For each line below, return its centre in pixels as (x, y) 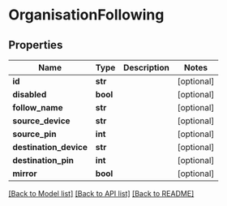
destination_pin (43, 160)
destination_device (50, 147)
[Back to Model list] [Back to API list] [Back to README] (101, 193)
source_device (41, 121)
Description (146, 68)
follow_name (38, 107)
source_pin (34, 134)
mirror (25, 174)
